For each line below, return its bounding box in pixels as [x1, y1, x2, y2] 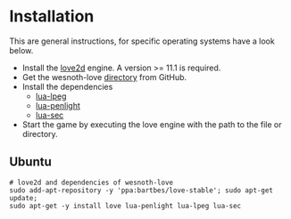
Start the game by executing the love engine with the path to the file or [21, 118, 282, 130]
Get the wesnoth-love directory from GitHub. [21, 71, 187, 82]
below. [9, 45, 34, 55]
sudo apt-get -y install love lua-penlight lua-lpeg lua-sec [9, 201, 242, 210]
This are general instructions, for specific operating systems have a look [9, 36, 275, 46]
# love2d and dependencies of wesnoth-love [9, 178, 174, 187]
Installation [9, 6, 95, 27]
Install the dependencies [21, 81, 113, 92]
